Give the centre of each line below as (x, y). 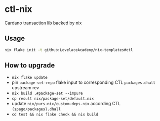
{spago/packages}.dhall (36, 109)
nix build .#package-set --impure (47, 93)
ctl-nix (19, 9)
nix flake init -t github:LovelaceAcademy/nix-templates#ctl (69, 50)
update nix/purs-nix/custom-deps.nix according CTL (66, 104)
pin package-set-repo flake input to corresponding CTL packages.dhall (83, 82)
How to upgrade (30, 65)
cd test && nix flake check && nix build (55, 115)
